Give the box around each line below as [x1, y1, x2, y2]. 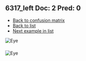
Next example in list [12, 27, 54, 34]
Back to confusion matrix [12, 17, 65, 23]
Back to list [12, 22, 36, 28]
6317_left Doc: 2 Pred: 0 [5, 4, 81, 12]
